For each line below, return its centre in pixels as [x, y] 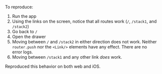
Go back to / [25, 31]
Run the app [24, 16]
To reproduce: [19, 7]
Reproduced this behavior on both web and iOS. [53, 66]
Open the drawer [29, 37]
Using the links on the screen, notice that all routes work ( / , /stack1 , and [84, 21]
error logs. [22, 52]
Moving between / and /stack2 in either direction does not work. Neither [84, 42]
